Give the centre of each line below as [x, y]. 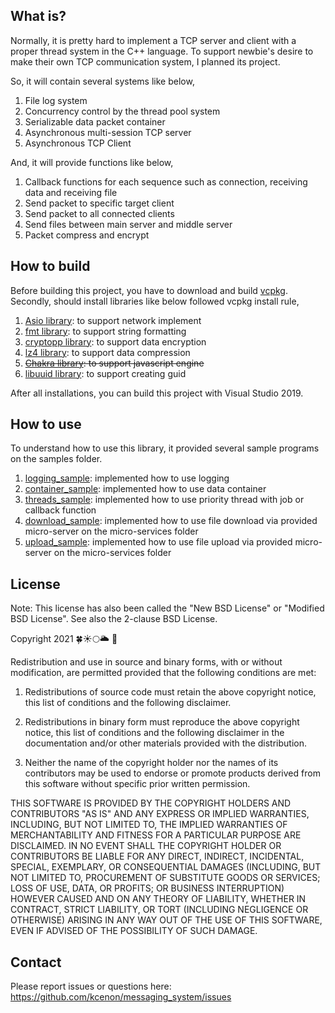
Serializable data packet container [95, 121]
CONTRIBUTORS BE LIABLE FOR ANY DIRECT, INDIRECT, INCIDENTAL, [157, 856]
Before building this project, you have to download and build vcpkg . [149, 290]
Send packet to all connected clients [99, 213]
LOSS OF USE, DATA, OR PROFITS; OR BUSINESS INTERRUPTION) [147, 888]
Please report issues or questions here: [91, 986]
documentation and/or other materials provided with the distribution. [165, 743]
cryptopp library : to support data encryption [115, 341]
